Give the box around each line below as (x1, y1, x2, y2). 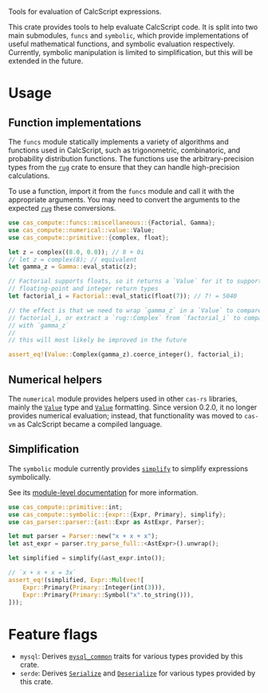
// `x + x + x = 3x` (8, 568, 77, 576)
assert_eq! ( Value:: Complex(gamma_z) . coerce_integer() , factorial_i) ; (8, 350, 245, 358)
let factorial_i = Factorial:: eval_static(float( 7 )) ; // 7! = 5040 (8, 292, 238, 300)
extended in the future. (8, 56, 84, 65)
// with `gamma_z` (8, 321, 69, 330)
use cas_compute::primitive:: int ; (8, 503, 124, 511)
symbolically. (8, 472, 52, 481)
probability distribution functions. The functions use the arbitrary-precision (8, 154, 254, 163)
